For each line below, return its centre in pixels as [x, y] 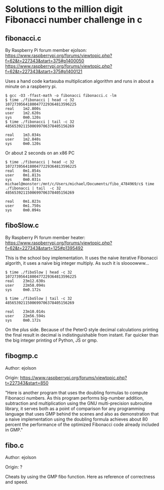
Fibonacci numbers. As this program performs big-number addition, [75, 398]
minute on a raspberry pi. [31, 86]
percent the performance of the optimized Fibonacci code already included [82, 424]
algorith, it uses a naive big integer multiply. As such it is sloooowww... [77, 263]
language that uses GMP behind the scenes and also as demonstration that [82, 414]
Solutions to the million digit [64, 9]
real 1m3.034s [23, 135]
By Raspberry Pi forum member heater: [45, 237]
